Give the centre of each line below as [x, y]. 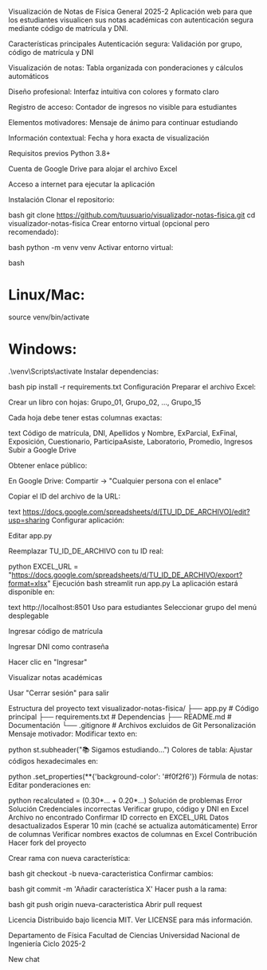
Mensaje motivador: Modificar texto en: [73, 733]
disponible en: [31, 592]
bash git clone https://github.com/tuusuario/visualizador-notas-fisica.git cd [132, 215]
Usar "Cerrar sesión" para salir [59, 693]
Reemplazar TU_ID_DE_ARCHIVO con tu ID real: [86, 551]
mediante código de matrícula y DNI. [69, 28]
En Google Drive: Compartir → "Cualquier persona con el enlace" [115, 480]
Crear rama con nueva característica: [69, 858]
